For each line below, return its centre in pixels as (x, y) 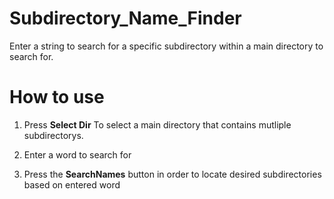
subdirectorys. (53, 135)
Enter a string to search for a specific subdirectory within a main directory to (166, 46)
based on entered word (72, 184)
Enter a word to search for (77, 154)
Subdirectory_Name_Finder (125, 18)
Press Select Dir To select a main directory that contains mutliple (157, 124)
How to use (57, 97)
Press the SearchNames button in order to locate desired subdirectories (172, 174)
